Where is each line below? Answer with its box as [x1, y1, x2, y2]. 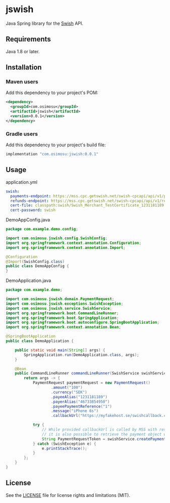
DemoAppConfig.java [6, 217, 50, 223]
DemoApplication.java [6, 277, 51, 284]
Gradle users [6, 130, 38, 137]
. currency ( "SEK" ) [50, 390, 87, 395]
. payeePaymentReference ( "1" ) [50, 404, 112, 409]
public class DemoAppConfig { [6, 264, 70, 269]
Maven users [6, 78, 38, 86]
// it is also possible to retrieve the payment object [41, 432, 162, 437]
